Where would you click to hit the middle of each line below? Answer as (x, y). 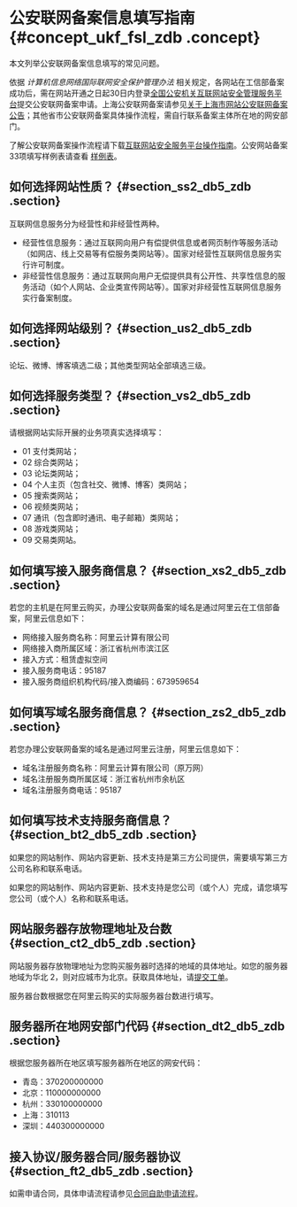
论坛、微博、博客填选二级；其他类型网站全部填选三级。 (110, 365)
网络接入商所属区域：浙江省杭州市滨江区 (95, 648)
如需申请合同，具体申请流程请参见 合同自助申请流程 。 (106, 1194)
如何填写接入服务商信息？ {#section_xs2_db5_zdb (148, 571)
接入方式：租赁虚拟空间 (65, 660)
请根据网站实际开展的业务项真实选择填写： (87, 433)
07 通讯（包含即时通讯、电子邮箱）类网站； (101, 518)
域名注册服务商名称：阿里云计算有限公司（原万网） (115, 768)
